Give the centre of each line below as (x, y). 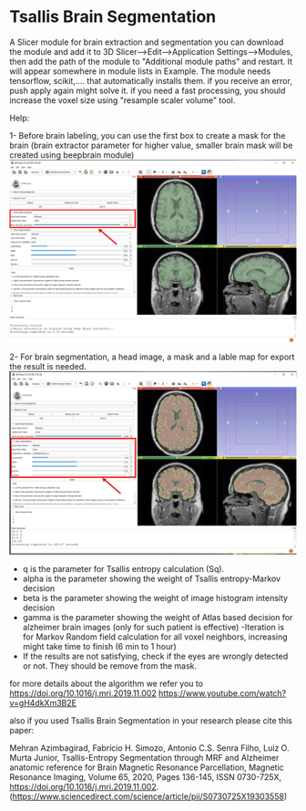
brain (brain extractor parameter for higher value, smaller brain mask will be (151, 145)
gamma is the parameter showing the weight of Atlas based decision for (158, 618)
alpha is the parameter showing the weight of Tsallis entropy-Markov (151, 579)
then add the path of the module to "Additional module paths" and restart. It (151, 61)
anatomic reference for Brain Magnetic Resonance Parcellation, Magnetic (147, 767)
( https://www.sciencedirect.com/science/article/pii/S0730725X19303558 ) (148, 796)
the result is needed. (48, 367)
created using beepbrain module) (72, 155)
